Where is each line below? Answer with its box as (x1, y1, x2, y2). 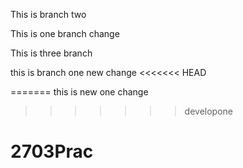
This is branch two (10, 9, 87, 20)
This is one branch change (10, 28, 120, 39)
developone (184, 105, 233, 117)
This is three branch (10, 47, 93, 59)
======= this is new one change (10, 86, 149, 98)
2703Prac (10, 140, 94, 163)
